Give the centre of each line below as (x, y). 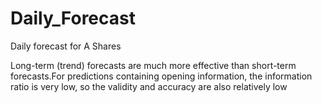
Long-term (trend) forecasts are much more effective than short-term (153, 65)
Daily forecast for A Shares (66, 46)
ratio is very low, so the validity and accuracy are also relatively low (149, 86)
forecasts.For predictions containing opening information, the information (161, 76)
